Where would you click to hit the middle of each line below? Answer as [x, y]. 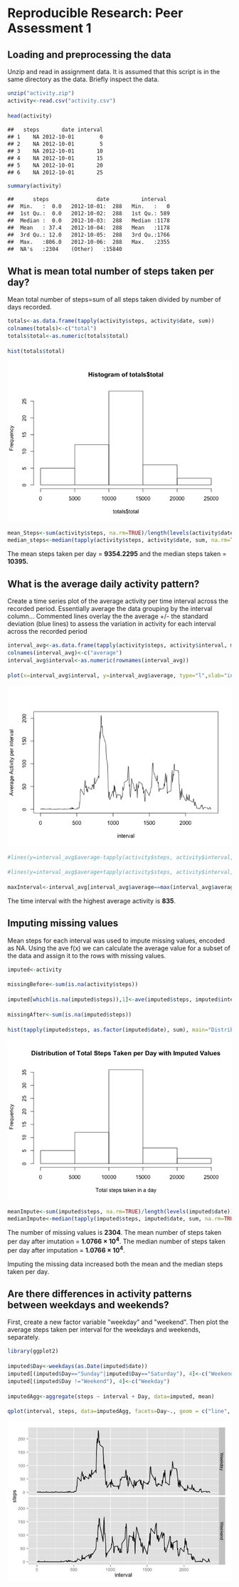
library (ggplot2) [33, 1351]
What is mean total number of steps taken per [111, 271]
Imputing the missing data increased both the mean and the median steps [115, 1264]
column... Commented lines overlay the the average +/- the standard [108, 616]
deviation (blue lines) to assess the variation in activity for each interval [112, 624]
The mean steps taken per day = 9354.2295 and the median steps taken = [117, 554]
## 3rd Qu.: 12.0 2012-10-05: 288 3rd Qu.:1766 [89, 235]
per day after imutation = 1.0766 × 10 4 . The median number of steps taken [116, 1241]
